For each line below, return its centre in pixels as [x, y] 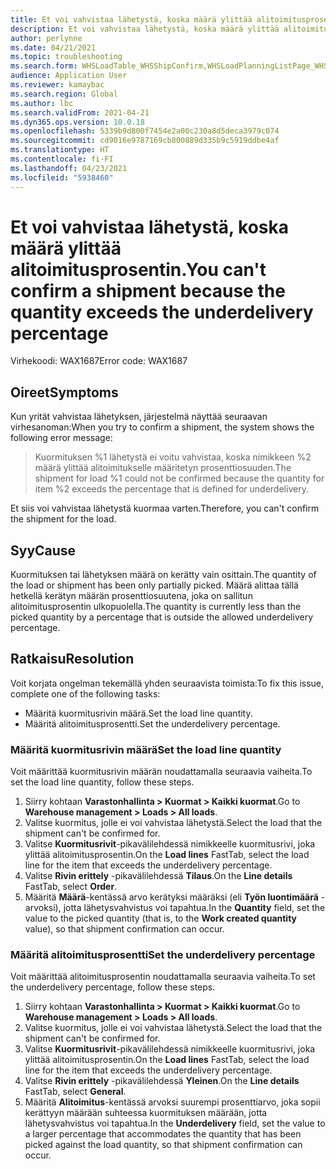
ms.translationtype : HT [60, 150]
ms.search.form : [44, 66]
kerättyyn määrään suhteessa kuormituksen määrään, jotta [146, 1113]
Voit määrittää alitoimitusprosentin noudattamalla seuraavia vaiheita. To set [163, 977]
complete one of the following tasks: [85, 693]
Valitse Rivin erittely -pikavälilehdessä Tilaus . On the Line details [158, 876]
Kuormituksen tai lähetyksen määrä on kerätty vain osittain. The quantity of [163, 575]
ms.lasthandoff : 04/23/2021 [69, 168]
